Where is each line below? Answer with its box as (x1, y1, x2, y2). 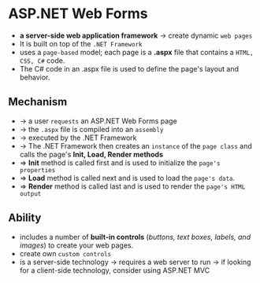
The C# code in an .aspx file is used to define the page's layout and (19, 64, 239, 73)
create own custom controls (19, 248, 112, 258)
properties (19, 166, 56, 174)
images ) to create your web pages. (19, 241, 134, 250)
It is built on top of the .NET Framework (19, 39, 143, 48)
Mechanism (8, 95, 68, 108)
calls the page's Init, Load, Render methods (19, 149, 164, 159)
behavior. (19, 72, 50, 82)
